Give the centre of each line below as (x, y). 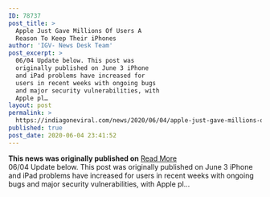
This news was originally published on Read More (93, 158)
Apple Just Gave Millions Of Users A (79, 31)
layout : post (30, 105)
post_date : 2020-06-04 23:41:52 (62, 135)
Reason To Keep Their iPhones (66, 38)
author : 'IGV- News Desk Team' (61, 46)
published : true (35, 128)
